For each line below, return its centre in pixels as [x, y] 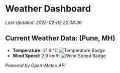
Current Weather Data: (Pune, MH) [60, 38]
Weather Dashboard [48, 9]
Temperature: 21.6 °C [35, 50]
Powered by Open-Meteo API [36, 65]
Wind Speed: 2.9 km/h [36, 55]
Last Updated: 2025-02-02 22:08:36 [43, 22]
